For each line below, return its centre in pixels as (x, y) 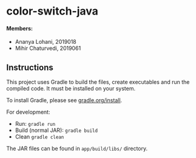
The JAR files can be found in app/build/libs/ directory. (77, 149)
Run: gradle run (35, 124)
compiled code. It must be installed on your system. (71, 89)
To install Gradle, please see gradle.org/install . (64, 100)
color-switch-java (52, 11)
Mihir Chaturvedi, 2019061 (48, 48)
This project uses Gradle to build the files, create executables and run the (98, 82)
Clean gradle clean (39, 137)
